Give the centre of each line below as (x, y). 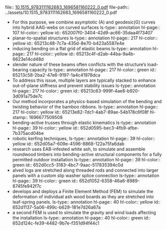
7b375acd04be (28, 133)
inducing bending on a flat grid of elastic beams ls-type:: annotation (82, 49)
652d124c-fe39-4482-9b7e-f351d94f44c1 (56, 223)
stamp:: (20, 117)
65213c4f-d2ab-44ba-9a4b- (106, 54)
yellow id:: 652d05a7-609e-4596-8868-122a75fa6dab (68, 144)
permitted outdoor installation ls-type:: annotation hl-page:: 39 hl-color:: (86, 160)
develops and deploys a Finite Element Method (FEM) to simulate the (83, 191)
